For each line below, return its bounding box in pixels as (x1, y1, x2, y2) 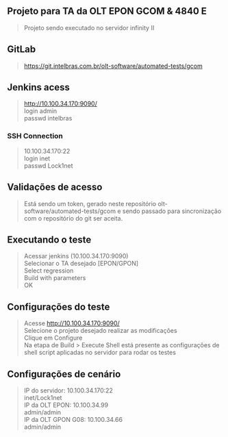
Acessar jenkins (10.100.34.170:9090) (23, 252, 129, 260)
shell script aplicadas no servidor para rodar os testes (23, 349, 177, 357)
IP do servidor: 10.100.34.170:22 (23, 386, 113, 395)
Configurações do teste (7, 301, 110, 312)
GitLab (7, 44, 36, 55)
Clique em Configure (23, 334, 83, 342)
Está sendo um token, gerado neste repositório (23, 199, 156, 208)
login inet (23, 154, 51, 162)
